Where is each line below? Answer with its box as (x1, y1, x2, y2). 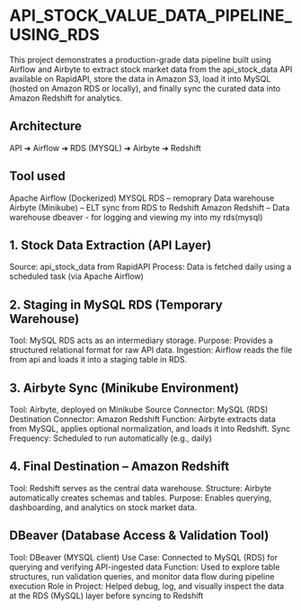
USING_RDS (9, 24, 101, 45)
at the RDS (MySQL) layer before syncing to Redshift (9, 590, 204, 601)
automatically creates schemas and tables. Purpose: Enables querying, (9, 492, 272, 503)
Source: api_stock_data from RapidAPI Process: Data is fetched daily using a (9, 262, 292, 273)
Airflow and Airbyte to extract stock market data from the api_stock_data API (9, 64, 293, 75)
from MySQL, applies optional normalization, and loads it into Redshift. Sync (9, 424, 290, 434)
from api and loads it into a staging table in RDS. (9, 354, 188, 365)
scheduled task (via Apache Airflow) (9, 271, 144, 282)
